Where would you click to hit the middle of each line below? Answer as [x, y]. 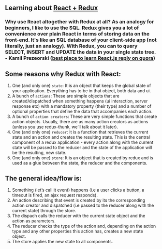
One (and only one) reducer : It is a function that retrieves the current [80, 132]
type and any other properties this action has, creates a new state [78, 231]
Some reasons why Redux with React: [63, 74]
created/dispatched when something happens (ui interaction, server [80, 101]
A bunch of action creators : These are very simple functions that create [84, 116]
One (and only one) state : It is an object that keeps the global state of [81, 86]
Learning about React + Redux [52, 8]
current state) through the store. [44, 210]
